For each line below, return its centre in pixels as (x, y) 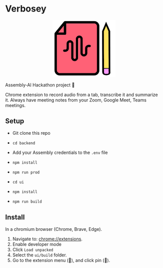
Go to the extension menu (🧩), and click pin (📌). (61, 260)
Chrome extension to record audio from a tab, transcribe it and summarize (82, 95)
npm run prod (26, 172)
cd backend (24, 143)
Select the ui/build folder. (39, 255)
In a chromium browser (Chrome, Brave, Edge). (54, 229)
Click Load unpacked (33, 250)
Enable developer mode (37, 244)
